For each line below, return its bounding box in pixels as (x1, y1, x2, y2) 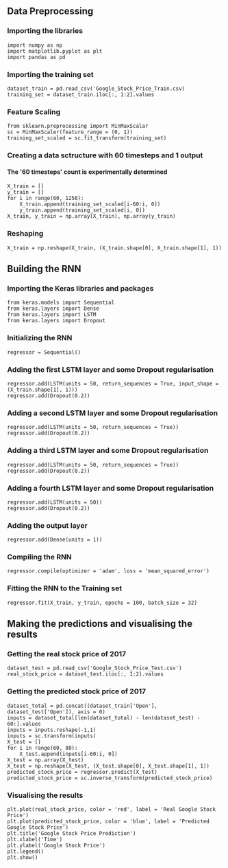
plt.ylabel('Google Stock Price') (7, 842, 106, 849)
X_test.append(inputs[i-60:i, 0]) (19, 750, 118, 757)
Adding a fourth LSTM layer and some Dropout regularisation (7, 483, 214, 493)
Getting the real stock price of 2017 (7, 649, 127, 659)
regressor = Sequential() (7, 348, 81, 356)
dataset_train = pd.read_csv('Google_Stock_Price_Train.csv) (7, 85, 186, 92)
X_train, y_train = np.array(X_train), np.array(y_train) (7, 213, 176, 220)
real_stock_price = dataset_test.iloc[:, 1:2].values (7, 671, 164, 678)
